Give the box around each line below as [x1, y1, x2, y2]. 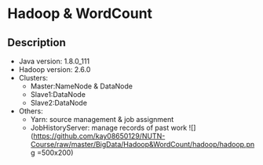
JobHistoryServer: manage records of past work [30, 123, 188, 132]
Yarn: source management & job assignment [30, 115, 174, 124]
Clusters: [18, 74, 49, 82]
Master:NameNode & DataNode [30, 81, 133, 91]
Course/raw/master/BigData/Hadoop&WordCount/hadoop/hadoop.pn [30, 140, 255, 149]
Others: [18, 106, 44, 116]
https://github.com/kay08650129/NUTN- [33, 131, 166, 141]
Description [7, 36, 66, 49]
